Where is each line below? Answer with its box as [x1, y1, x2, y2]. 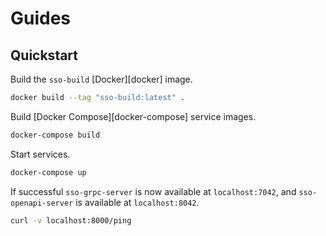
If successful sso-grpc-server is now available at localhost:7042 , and [10, 185, 297, 197]
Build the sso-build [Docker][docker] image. [10, 73, 193, 85]
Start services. [10, 148, 71, 160]
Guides [10, 7, 72, 30]
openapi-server [10, 198, 74, 208]
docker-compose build [10, 130, 101, 140]
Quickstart [10, 47, 79, 64]
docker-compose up [10, 167, 87, 177]
